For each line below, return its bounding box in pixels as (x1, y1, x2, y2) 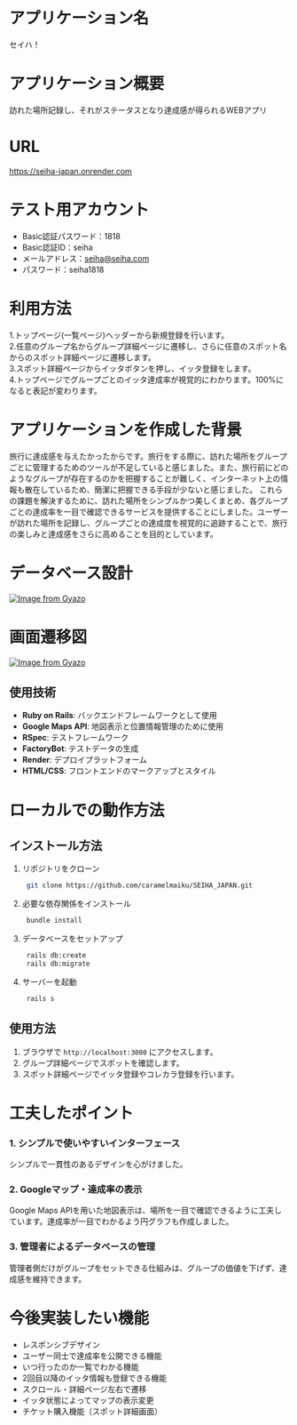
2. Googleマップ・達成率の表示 (9, 1183, 143, 1196)
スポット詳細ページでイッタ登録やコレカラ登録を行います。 (21, 1069, 239, 1079)
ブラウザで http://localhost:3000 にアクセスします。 (21, 1046, 218, 1057)
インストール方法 (9, 837, 103, 853)
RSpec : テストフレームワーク (21, 733, 129, 743)
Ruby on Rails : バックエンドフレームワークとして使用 (21, 710, 217, 721)
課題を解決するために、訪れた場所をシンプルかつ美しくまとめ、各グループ (16, 495, 288, 506)
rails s (26, 994, 55, 1003)
